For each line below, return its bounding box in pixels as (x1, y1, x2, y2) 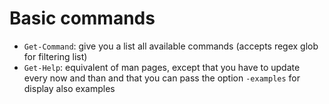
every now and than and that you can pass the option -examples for (23, 72, 301, 84)
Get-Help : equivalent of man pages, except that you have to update (23, 61, 301, 73)
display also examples (23, 82, 116, 94)
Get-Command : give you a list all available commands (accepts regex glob (23, 40, 319, 52)
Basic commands (9, 7, 156, 30)
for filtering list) (23, 50, 88, 62)
